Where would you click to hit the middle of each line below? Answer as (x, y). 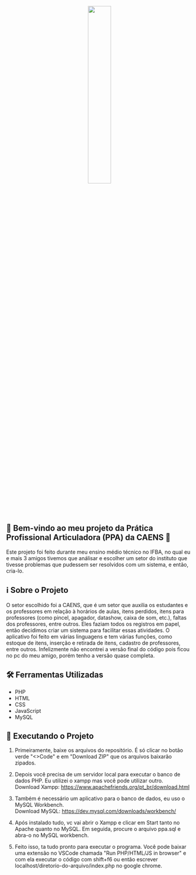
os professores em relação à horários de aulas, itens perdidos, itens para (95, 611)
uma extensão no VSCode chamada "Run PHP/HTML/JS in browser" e (100, 853)
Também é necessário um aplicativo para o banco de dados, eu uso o (100, 798)
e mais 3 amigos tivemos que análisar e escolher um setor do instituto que (97, 558)
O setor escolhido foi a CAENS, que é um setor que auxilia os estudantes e (97, 605)
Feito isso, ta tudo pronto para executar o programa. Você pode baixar (100, 847)
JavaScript (28, 711)
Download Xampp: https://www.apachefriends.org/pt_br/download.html (102, 787)
